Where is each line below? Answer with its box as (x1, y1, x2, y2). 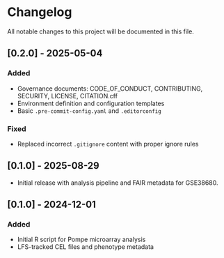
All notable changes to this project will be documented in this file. (7, 27, 195, 36)
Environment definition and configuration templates (17, 99, 165, 107)
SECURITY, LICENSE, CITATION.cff (17, 91, 118, 100)
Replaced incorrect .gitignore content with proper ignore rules (17, 139, 199, 148)
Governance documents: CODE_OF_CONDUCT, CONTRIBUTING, (17, 84, 203, 93)
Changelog (7, 4, 72, 20)
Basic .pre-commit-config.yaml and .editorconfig (17, 106, 161, 115)
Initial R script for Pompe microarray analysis (17, 235, 146, 244)
